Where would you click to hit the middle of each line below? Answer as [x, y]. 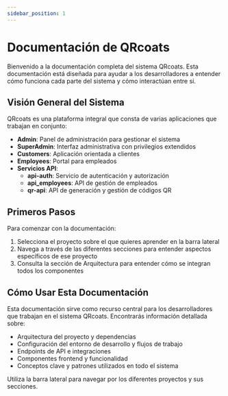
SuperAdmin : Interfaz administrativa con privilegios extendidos [106, 147]
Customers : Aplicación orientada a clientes [78, 154]
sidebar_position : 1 [37, 13]
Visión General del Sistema [66, 102]
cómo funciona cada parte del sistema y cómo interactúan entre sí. [102, 81]
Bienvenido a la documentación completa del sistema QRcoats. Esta [103, 66]
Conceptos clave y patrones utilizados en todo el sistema [98, 366]
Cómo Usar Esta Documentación [78, 292]
